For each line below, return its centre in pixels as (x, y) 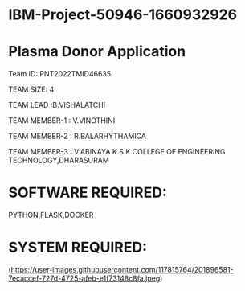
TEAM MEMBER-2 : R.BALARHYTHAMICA (78, 136)
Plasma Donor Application (97, 52)
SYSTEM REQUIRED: (78, 248)
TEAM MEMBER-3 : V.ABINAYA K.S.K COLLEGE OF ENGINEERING (117, 152)
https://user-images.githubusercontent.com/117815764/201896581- (122, 270)
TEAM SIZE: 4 (31, 89)
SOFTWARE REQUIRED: (88, 193)
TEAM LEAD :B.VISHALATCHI (57, 105)
